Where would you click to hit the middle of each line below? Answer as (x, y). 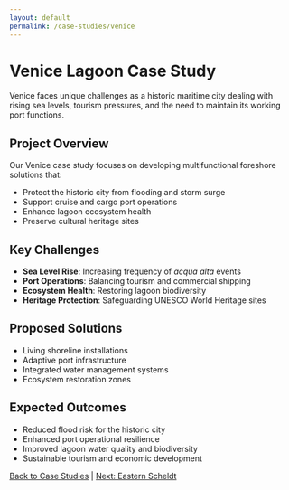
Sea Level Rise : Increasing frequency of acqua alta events (132, 271)
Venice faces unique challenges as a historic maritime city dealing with (141, 96)
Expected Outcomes (68, 408)
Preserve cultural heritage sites (81, 221)
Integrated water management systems (95, 369)
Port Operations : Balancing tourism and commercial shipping (136, 281)
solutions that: (36, 175)
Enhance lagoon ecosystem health (87, 212)
